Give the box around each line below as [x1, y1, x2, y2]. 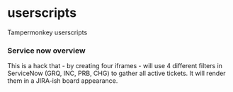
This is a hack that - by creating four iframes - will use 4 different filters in [7, 62, 223, 70]
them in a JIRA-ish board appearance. [7, 77, 118, 85]
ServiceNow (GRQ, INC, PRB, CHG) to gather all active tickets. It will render [7, 69, 226, 78]
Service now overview [7, 46, 86, 55]
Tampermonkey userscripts [7, 28, 88, 37]
